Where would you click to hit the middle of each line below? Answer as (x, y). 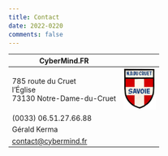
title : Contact (34, 17)
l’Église (24, 89)
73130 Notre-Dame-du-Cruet (64, 98)
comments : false (36, 34)
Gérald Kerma (35, 129)
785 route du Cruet (44, 80)
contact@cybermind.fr (50, 141)
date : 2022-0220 (36, 26)
